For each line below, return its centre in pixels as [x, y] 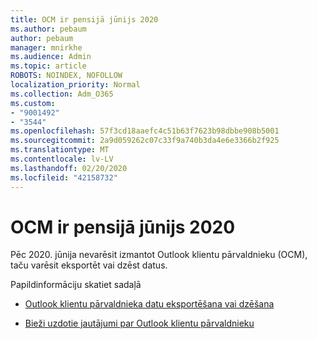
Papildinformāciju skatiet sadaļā [76, 285]
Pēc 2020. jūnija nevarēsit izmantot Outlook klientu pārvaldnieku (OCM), [159, 255]
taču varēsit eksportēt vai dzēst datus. [89, 265]
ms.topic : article [48, 66]
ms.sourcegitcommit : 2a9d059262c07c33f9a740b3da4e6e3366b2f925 [145, 141]
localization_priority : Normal [75, 85]
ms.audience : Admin [51, 57]
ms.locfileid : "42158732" [64, 177]
